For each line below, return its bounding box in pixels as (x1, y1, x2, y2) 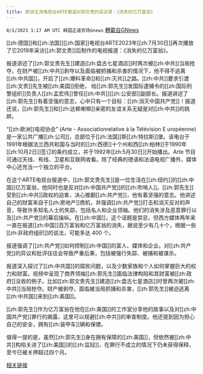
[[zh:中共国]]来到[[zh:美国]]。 (6, 292, 80, 300)
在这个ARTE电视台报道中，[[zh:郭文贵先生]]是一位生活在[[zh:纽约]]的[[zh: (6, 176, 189, 183)
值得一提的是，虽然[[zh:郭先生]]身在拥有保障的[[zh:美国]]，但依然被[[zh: (6, 333, 186, 341)
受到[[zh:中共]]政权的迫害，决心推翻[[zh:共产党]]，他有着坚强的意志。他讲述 (6, 191, 196, 198)
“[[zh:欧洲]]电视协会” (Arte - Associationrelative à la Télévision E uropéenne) (6, 125, 196, 133)
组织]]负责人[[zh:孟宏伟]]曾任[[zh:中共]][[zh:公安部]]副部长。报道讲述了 (11, 90, 188, 97)
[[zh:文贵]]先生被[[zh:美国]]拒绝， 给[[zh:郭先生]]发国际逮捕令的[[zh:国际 (6, 82, 187, 90)
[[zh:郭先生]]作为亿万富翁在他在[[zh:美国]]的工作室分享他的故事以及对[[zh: (6, 305, 192, 312)
